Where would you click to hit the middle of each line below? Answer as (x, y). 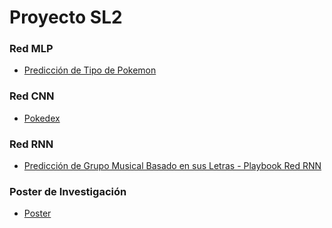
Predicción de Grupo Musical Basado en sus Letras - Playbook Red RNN (172, 166)
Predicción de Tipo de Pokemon (90, 70)
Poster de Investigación (68, 191)
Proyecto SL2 (66, 17)
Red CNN (32, 96)
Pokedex (42, 118)
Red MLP (31, 49)
